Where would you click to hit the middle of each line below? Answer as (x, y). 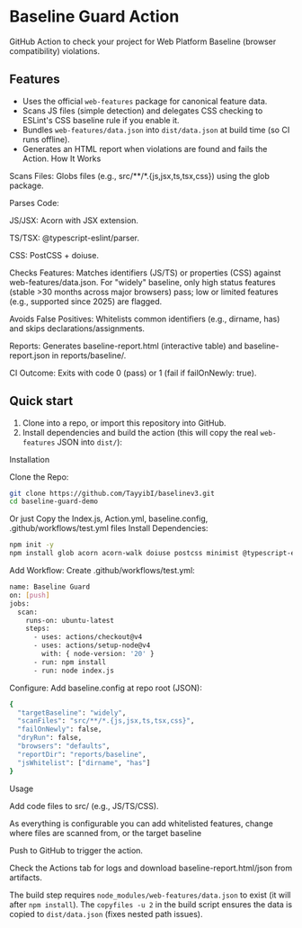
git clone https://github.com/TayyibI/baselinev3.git (112, 493)
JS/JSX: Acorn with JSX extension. (74, 220)
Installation (30, 459)
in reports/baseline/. (89, 355)
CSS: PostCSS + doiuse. (54, 255)
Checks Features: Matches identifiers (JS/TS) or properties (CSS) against (145, 273)
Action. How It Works (62, 158)
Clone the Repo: (39, 477)
